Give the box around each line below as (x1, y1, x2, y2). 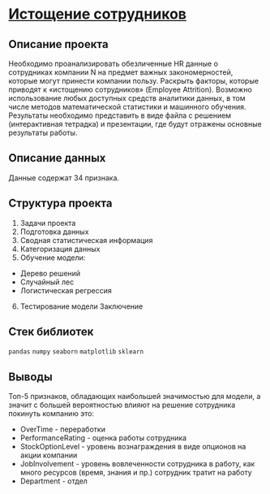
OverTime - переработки (19, 424, 105, 435)
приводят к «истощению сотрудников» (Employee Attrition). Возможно (8, 84, 253, 94)
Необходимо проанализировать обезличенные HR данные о (8, 58, 219, 68)
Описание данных (8, 151, 106, 165)
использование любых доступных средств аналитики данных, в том (8, 93, 246, 102)
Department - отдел (19, 476, 88, 486)
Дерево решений (19, 268, 81, 278)
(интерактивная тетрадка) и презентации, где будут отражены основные (8, 119, 262, 128)
